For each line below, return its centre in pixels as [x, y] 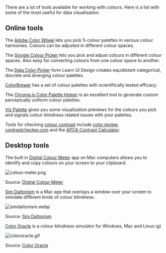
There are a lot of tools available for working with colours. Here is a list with [82, 7]
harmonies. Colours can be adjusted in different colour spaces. [70, 45]
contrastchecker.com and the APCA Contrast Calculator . [63, 129]
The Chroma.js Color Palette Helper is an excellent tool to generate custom [82, 95]
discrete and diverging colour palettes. [45, 75]
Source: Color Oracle [27, 245]
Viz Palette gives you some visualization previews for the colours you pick [81, 110]
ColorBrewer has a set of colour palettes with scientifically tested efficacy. [81, 85]
